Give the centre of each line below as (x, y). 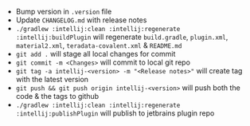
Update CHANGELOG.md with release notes (81, 20)
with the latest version (52, 79)
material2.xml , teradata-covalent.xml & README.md (99, 45)
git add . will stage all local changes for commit (96, 54)
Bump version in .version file (64, 12)
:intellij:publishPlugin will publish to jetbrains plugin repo (115, 113)
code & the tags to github (57, 96)
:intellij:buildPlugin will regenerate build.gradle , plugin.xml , (122, 37)
